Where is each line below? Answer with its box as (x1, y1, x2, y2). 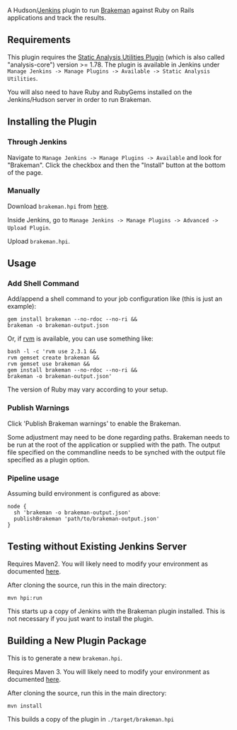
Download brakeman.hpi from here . (7, 202, 109, 210)
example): (7, 302, 37, 311)
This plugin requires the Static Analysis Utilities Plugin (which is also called (7, 52, 225, 61)
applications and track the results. (7, 13, 107, 22)
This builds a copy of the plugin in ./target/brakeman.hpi (7, 714, 175, 723)
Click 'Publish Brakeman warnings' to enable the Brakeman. (7, 419, 182, 428)
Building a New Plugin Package (7, 635, 147, 647)
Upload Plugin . (7, 223, 51, 232)
